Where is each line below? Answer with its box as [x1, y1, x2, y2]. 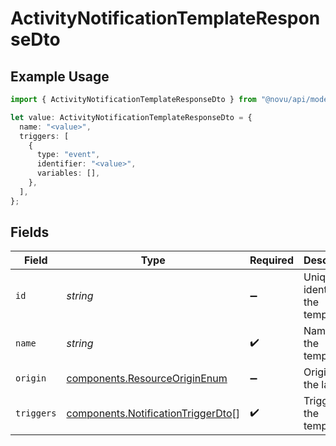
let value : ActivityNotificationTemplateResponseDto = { [10, 112, 253, 122]
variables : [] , [36, 168, 101, 179]
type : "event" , [36, 150, 101, 160]
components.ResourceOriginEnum [66, 372, 228, 386]
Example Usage [10, 68, 110, 85]
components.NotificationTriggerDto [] [66, 407, 240, 421]
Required [249, 253, 294, 267]
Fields [10, 224, 50, 241]
